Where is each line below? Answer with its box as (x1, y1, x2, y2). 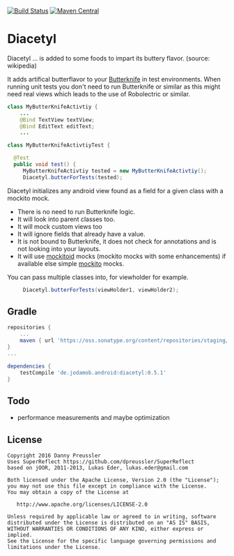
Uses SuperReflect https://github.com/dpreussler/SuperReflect (7, 458, 195, 465)
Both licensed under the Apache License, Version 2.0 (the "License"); (7, 476, 219, 483)
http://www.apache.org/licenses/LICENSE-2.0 (16, 501, 148, 508)
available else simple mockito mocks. (17, 259, 125, 268)
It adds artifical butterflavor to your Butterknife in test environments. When (7, 75, 221, 83)
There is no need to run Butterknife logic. (17, 207, 136, 216)
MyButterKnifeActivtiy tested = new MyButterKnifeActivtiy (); (22, 167, 208, 174)
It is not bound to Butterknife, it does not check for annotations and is (17, 237, 217, 246)
